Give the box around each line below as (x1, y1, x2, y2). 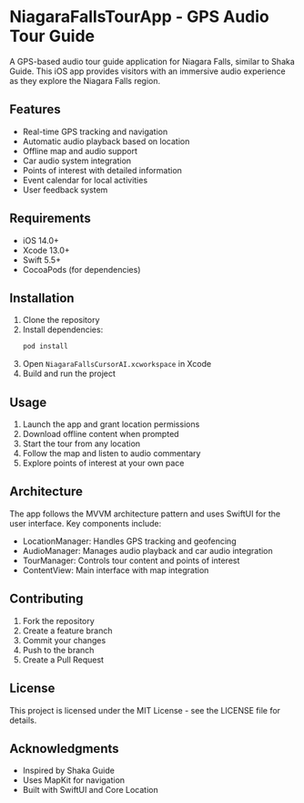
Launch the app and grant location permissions (22, 419, 200, 430)
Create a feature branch (22, 625, 113, 636)
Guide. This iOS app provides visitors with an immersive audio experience (9, 66, 286, 77)
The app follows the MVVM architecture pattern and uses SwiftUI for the (9, 508, 280, 519)
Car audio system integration (22, 155, 132, 166)
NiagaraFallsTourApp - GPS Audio (9, 6, 270, 27)
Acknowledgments (9, 741, 120, 756)
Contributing (9, 591, 84, 607)
